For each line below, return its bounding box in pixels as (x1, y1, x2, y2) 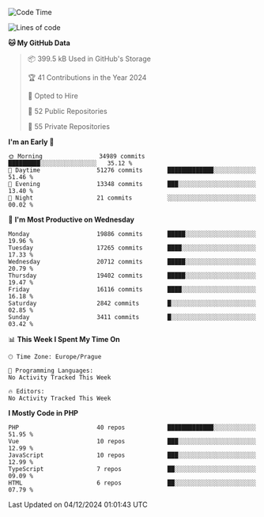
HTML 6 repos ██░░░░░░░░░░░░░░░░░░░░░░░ (8, 479, 257, 487)
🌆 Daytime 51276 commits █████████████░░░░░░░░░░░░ (8, 166, 257, 174)
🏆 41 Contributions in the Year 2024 (27, 73, 147, 82)
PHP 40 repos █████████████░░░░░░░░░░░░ (8, 424, 257, 431)
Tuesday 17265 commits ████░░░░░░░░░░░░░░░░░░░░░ (8, 244, 257, 252)
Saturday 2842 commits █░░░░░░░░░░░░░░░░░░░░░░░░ (8, 299, 257, 307)
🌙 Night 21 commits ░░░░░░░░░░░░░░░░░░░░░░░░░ (8, 194, 257, 202)
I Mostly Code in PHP (8, 409, 79, 417)
